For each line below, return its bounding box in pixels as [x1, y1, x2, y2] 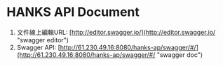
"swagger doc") [156, 50, 203, 59]
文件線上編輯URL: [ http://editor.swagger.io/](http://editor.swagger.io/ [16, 28, 216, 36]
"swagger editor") [16, 35, 69, 44]
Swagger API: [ [16, 43, 61, 51]
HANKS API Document [6, 4, 140, 20]
